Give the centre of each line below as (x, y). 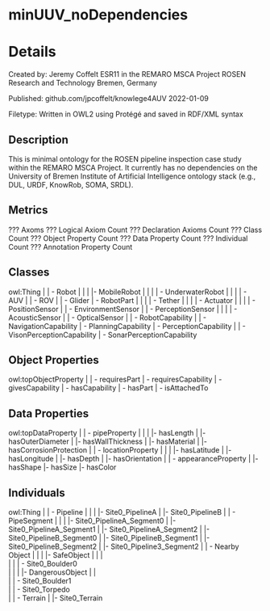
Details (32, 52)
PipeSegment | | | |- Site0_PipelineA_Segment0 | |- (92, 520)
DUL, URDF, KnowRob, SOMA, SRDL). (71, 184)
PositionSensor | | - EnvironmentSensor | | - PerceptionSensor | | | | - (123, 309)
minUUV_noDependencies (98, 15)
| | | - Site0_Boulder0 (43, 564)
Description (38, 139)
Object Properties (54, 360)
